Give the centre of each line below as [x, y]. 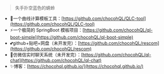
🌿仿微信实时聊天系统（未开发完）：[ [46, 55]
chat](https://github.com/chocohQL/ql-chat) [56, 60]
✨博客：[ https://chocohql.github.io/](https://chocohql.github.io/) [77, 66]
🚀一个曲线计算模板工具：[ [37, 18]
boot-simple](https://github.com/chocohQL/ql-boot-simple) [72, 37]
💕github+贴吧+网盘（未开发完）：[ [45, 43]
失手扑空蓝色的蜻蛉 [35, 8]
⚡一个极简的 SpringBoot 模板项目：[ [47, 30]
